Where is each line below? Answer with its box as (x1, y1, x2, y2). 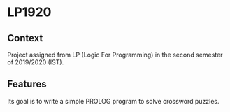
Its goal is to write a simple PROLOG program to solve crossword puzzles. (7, 97, 220, 105)
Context (7, 32, 43, 44)
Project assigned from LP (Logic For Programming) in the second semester (7, 50, 223, 59)
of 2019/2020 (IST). (7, 58, 64, 66)
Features (7, 78, 47, 90)
